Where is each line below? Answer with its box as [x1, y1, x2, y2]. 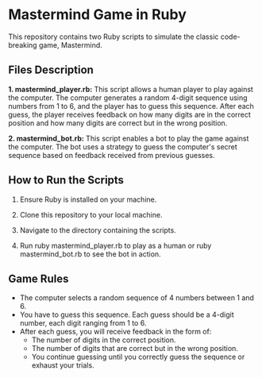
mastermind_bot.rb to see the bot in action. [19, 249, 161, 259]
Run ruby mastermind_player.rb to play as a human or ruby [19, 241, 212, 250]
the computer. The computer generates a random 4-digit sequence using [8, 93, 248, 102]
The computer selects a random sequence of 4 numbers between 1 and [19, 293, 254, 303]
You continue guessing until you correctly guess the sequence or [31, 352, 245, 362]
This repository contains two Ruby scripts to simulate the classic [8, 32, 219, 41]
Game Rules [8, 272, 69, 285]
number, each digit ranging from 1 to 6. [19, 318, 147, 328]
